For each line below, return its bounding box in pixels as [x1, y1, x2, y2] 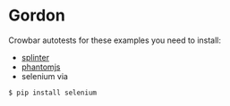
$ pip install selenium [8, 88, 98, 97]
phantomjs [21, 61, 61, 72]
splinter [21, 52, 50, 62]
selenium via [21, 70, 69, 81]
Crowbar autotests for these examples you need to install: [8, 35, 221, 45]
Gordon [8, 5, 66, 26]
